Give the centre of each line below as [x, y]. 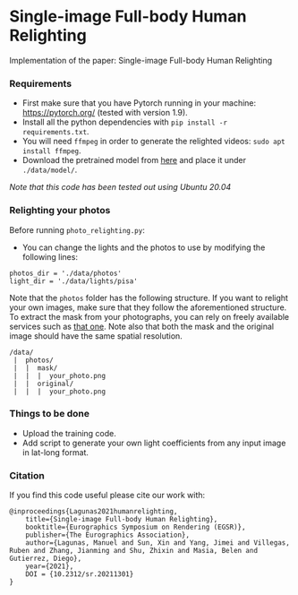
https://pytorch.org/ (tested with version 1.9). [105, 113]
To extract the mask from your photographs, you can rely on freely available [149, 316]
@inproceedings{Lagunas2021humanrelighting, [94, 512]
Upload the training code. [69, 433]
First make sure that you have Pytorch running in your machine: [139, 103]
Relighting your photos [60, 211]
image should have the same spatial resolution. [96, 336]
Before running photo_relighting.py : [77, 229]
